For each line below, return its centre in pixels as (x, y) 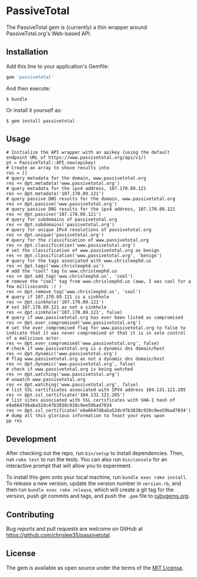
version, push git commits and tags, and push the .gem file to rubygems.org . (98, 496)
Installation (27, 52)
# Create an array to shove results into (58, 168)
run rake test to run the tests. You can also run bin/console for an (87, 460)
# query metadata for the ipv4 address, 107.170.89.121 (76, 189)
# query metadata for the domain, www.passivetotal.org (76, 178)
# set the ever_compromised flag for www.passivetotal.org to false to (96, 328)
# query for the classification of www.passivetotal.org (78, 240)
